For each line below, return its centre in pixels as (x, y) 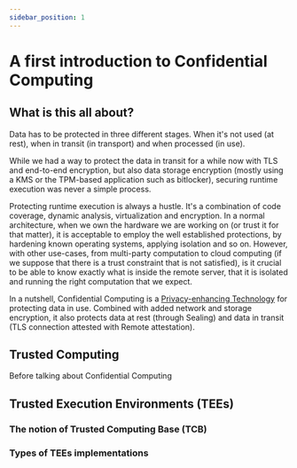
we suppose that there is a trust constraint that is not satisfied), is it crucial (145, 262)
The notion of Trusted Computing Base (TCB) (108, 429)
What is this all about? (72, 113)
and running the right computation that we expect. (101, 281)
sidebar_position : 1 (47, 17)
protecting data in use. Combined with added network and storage (131, 308)
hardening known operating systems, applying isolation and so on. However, (148, 244)
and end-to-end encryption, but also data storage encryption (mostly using (146, 170)
